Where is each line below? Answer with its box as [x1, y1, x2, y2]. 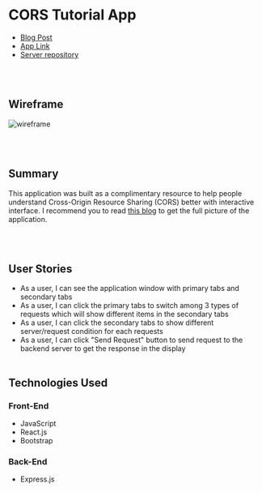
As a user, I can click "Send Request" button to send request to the [19, 335, 243, 345]
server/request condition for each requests [19, 327, 163, 336]
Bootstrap [19, 436, 53, 446]
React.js [19, 427, 48, 437]
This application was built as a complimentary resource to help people [8, 188, 243, 198]
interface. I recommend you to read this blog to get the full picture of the [8, 205, 250, 216]
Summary [8, 167, 59, 181]
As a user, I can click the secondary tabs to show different [19, 318, 214, 327]
